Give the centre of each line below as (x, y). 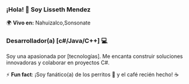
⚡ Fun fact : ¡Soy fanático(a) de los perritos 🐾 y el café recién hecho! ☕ (92, 74)
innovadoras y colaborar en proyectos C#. (58, 63)
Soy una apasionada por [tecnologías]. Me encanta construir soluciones (94, 56)
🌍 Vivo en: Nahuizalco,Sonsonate (48, 23)
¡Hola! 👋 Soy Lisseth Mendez (49, 10)
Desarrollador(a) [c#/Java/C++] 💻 (57, 41)
